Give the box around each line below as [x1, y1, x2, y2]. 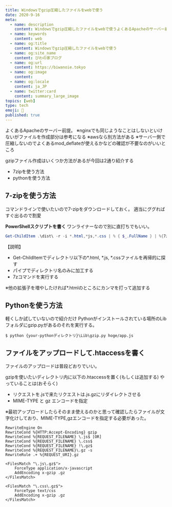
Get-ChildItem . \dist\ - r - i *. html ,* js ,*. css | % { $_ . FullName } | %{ [5, 233, 164, 239]
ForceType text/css [14, 489, 56, 494]
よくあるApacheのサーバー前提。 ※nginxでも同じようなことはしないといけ [5, 127, 163, 134]
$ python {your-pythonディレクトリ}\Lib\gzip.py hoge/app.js [5, 333, 134, 339]
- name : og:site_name [10, 50, 56, 55]
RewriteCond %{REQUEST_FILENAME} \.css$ [5, 439, 93, 444]
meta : [5, 17, 17, 22]
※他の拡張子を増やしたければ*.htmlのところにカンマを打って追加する [5, 285, 150, 291]
